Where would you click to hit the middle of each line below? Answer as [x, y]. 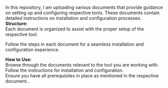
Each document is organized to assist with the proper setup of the [75, 29]
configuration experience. [32, 50]
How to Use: [19, 60]
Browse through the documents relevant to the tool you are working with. [82, 65]
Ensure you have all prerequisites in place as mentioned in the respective [82, 76]
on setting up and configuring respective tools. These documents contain [82, 13]
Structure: [17, 23]
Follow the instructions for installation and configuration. [65, 70]
